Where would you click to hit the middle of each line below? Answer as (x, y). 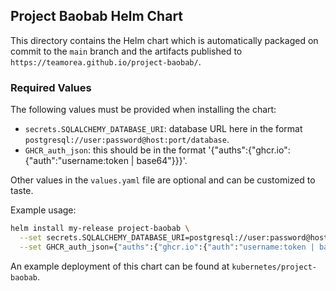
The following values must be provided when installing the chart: (143, 110)
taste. (22, 191)
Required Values (51, 87)
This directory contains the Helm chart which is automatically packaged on (164, 40)
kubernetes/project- (274, 267)
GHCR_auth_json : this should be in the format (115, 150)
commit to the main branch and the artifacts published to (126, 51)
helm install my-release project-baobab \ (100, 229)
